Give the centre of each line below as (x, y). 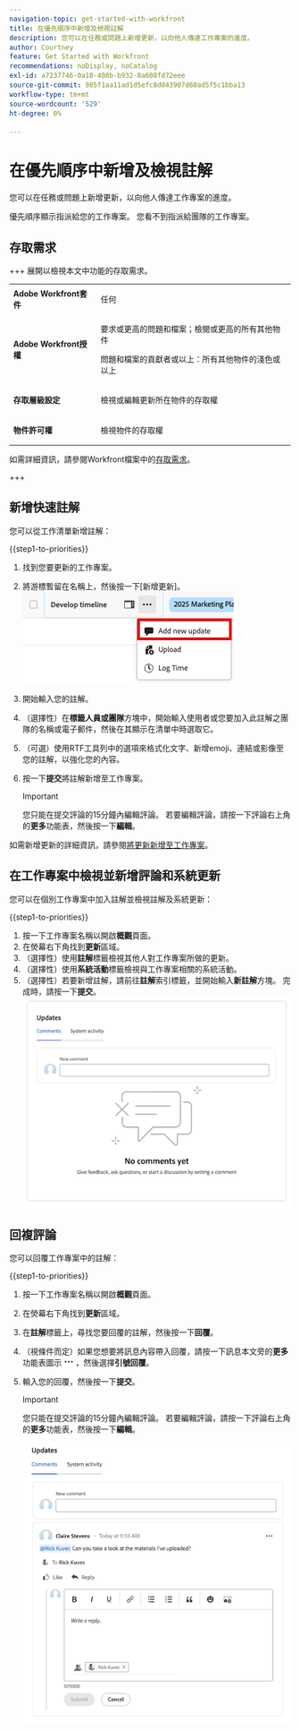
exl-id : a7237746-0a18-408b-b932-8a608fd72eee (97, 76)
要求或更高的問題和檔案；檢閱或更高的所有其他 (187, 329)
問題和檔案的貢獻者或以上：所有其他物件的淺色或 (191, 359)
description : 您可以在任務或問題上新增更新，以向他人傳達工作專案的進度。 (132, 38)
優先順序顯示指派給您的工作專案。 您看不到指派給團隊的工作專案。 (132, 217)
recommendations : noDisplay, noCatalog (83, 66)
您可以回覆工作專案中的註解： (64, 1258)
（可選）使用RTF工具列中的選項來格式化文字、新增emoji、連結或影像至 (153, 748)
